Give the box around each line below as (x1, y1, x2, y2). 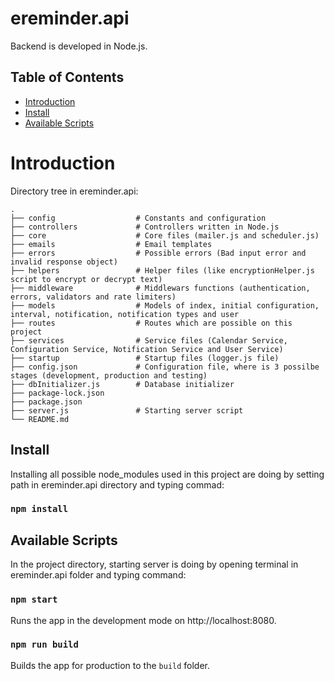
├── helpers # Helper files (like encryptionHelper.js (10, 265, 315, 276)
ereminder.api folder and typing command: (10, 569, 187, 581)
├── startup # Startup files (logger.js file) (10, 353, 280, 363)
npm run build (10, 639, 79, 651)
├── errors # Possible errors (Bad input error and (10, 248, 307, 258)
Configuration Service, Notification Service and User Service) (10, 344, 284, 354)
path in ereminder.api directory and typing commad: (10, 478, 225, 491)
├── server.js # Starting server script (10, 405, 244, 416)
